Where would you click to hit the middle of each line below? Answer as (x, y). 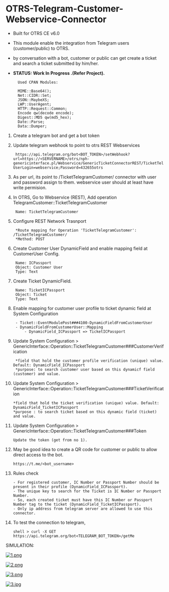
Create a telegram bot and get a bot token (56, 135)
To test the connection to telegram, (49, 522)
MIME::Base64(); (35, 91)
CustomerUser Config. (36, 253)
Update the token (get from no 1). (50, 440)
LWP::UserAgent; (35, 104)
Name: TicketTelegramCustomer (47, 212)
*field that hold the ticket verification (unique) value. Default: (86, 403)
